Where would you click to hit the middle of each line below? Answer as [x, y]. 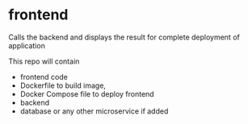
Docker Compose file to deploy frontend [87, 93]
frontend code [44, 76]
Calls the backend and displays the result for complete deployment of [124, 37]
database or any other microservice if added [94, 111]
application [27, 45]
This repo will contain [44, 61]
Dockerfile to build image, [63, 85]
